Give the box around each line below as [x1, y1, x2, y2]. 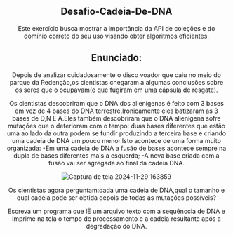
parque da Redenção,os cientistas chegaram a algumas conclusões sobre [9, 78, 224, 86]
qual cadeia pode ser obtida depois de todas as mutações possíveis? [16, 193, 217, 202]
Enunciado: [91, 52, 142, 64]
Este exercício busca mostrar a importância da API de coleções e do [18, 24, 215, 32]
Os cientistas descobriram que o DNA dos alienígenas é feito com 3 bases [8, 99, 225, 107]
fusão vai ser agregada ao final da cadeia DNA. [48, 158, 185, 167]
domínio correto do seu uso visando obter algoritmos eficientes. [24, 32, 209, 40]
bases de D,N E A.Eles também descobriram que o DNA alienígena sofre [12, 114, 221, 122]
